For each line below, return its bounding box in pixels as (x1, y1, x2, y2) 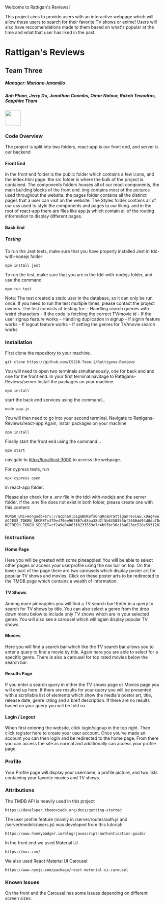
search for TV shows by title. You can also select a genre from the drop (5, 606, 149, 612)
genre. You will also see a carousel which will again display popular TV (5, 616, 148, 622)
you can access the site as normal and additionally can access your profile (5, 741, 156, 747)
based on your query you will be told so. (5, 703, 87, 709)
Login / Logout (5, 714, 35, 720)
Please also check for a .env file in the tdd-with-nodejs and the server (5, 494, 146, 500)
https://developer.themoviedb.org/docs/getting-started (5, 807, 122, 813)
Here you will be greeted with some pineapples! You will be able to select (5, 557, 153, 563)
